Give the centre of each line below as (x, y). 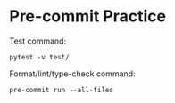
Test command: (38, 41)
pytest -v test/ (39, 57)
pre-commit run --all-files (62, 90)
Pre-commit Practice (88, 16)
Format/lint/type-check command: (72, 74)
